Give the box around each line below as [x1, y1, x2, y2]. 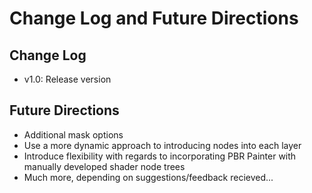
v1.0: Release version [23, 73, 112, 85]
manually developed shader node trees [23, 160, 186, 172]
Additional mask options [23, 128, 124, 141]
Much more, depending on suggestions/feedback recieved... [23, 171, 274, 183]
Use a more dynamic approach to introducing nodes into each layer [23, 139, 302, 151]
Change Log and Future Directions [9, 7, 299, 30]
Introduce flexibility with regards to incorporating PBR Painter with [23, 150, 297, 162]
